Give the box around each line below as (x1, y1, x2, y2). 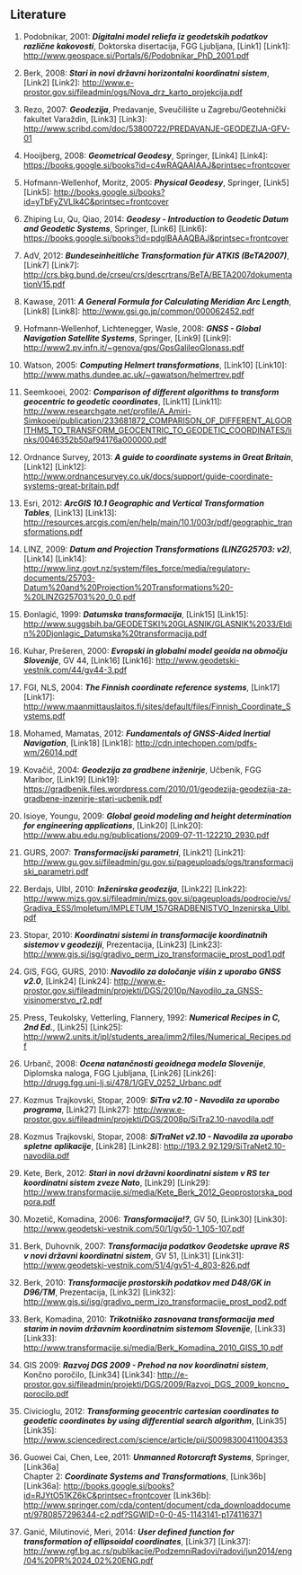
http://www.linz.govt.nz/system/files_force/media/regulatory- (22, 562, 251, 573)
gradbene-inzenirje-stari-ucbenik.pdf (22, 792, 163, 803)
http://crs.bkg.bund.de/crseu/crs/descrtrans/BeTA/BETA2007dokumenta (22, 269, 293, 279)
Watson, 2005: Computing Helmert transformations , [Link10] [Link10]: (22, 359, 288, 370)
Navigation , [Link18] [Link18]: (22, 737, 134, 748)
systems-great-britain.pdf (22, 480, 120, 491)
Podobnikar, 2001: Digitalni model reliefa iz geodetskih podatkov (22, 31, 269, 41)
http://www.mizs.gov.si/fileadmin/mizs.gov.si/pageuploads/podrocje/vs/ (22, 893, 291, 904)
